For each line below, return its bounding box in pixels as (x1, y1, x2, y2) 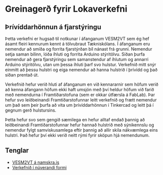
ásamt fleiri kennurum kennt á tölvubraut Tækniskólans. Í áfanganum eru (5, 41, 150, 47)
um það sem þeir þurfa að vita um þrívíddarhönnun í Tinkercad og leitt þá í (5, 102, 154, 108)
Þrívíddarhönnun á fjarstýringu (5, 23, 101, 31)
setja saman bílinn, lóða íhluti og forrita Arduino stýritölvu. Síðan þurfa (5, 51, 145, 57)
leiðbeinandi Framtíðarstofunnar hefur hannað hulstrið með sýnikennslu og (5, 122, 154, 128)
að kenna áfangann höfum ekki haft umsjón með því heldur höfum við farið (5, 87, 154, 92)
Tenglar (5, 146, 29, 155)
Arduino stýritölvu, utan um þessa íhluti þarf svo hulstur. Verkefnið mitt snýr (5, 62, 157, 67)
